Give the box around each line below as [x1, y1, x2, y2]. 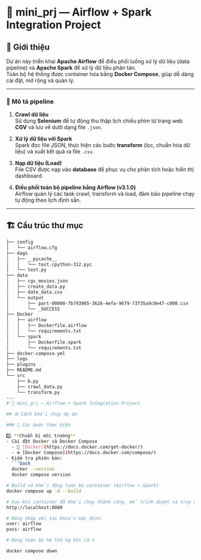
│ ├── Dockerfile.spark [6, 339, 82, 345]
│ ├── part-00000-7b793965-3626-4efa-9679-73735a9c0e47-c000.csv [6, 300, 188, 306]
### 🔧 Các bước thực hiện [6, 422, 71, 428]
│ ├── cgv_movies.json [6, 278, 68, 284]
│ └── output [6, 294, 44, 301]
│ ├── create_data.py [6, 284, 66, 290]
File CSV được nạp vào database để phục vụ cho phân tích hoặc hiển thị [14, 166, 194, 173]
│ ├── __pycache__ [6, 255, 58, 262]
